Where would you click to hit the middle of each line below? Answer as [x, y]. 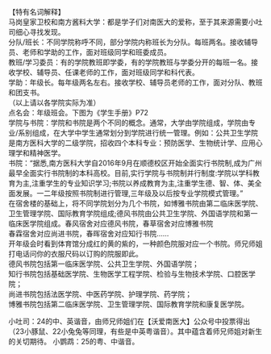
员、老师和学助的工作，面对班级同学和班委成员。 [90, 52]
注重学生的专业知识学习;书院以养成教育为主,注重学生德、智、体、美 [144, 183]
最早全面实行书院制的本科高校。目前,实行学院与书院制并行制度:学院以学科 [131, 173]
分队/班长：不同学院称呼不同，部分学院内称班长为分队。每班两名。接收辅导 [133, 42]
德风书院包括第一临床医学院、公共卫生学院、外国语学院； [104, 264]
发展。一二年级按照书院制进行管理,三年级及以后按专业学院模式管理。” [129, 193]
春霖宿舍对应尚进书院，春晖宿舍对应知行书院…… [89, 233]
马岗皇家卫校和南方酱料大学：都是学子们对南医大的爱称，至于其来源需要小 [132, 22]
